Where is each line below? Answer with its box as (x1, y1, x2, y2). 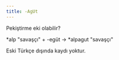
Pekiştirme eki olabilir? (6, 24, 61, 31)
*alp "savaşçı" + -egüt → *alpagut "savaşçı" (6, 36, 114, 43)
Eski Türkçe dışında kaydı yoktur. (6, 47, 86, 54)
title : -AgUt (6, 8, 38, 15)
